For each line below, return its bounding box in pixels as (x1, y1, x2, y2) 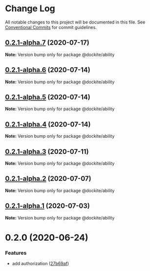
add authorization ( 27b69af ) (12, 261, 69, 267)
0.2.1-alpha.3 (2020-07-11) (5, 148, 89, 156)
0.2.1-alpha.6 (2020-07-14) (5, 66, 90, 74)
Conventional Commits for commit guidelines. (5, 24, 97, 30)
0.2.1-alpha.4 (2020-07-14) (5, 120, 91, 128)
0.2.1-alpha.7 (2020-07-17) (5, 39, 89, 47)
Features (5, 249, 27, 256)
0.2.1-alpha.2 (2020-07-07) (5, 174, 91, 183)
